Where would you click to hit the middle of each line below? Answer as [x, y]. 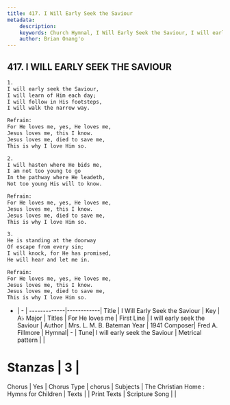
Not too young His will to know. [55, 184]
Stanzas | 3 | [43, 368]
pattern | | [31, 340]
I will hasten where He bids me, [55, 165]
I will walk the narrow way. [49, 108]
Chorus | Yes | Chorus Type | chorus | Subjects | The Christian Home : [106, 387]
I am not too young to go [44, 171]
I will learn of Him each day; [52, 95]
